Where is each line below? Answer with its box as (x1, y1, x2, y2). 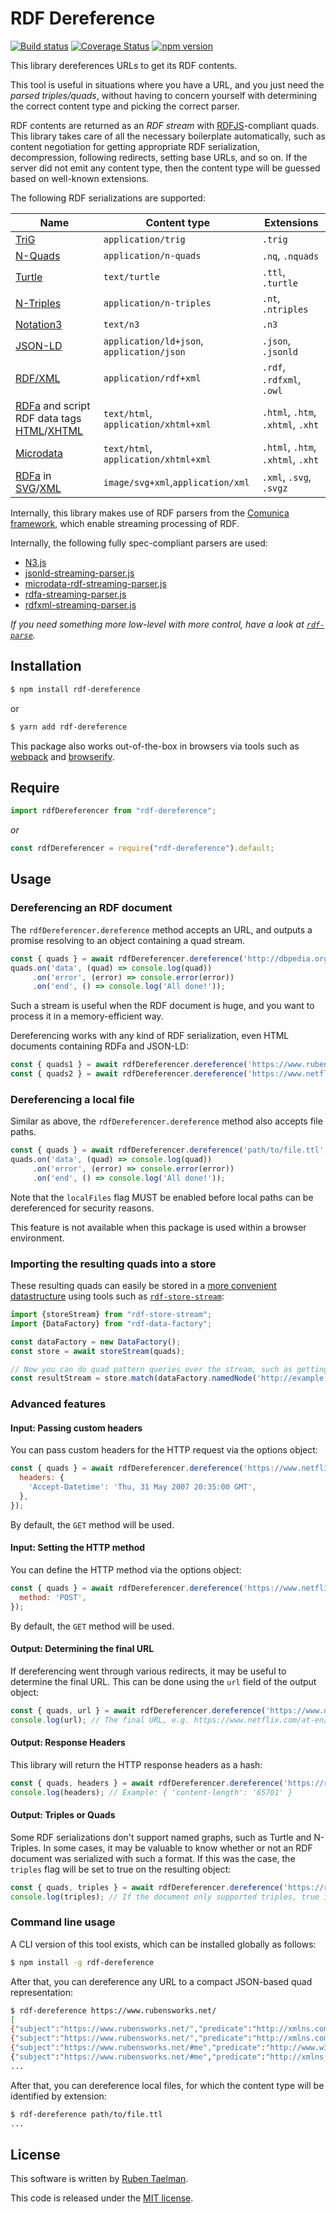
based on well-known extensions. (10, 172, 150, 184)
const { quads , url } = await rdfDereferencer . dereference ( (10, 1705, 267, 1716)
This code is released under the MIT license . (10, 2192, 194, 2204)
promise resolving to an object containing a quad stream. (10, 934, 246, 946)
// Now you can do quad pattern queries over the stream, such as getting (10, 1364, 329, 1374)
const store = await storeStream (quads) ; (10, 1346, 186, 1356)
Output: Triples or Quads (10, 1809, 116, 1821)
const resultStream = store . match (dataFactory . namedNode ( (10, 1373, 257, 1384)
